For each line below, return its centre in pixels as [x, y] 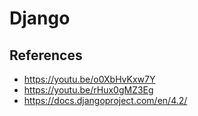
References [46, 55]
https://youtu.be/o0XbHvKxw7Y [89, 79]
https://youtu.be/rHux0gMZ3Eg [88, 90]
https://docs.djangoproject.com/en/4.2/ [105, 100]
